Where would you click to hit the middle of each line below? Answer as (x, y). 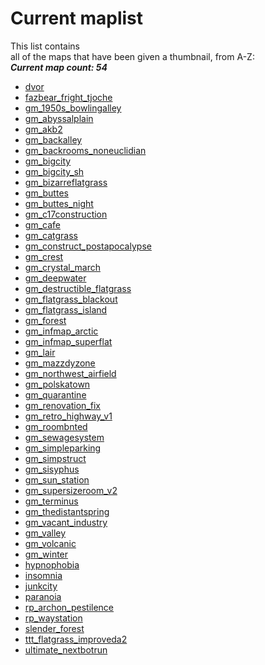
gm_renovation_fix (62, 405)
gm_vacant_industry (66, 522)
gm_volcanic (50, 543)
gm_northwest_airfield (70, 373)
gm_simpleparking (63, 448)
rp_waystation (53, 618)
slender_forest (54, 628)
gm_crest (44, 256)
